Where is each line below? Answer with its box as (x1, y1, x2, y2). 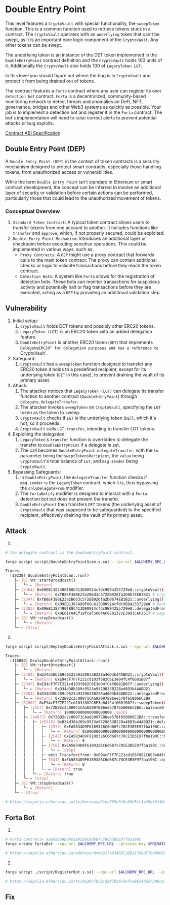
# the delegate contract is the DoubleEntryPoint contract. (5, 550, 135, 555)
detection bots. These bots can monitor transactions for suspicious (20, 278, 160, 285)
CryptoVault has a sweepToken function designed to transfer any (20, 361, 153, 367)
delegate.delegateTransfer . (20, 398, 78, 404)
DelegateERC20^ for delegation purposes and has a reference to (20, 346, 159, 351)
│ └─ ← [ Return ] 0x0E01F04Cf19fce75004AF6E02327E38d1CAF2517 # (14, 611, 155, 616)
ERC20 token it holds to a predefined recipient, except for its (20, 366, 147, 372)
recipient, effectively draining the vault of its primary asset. (20, 512, 143, 518)
